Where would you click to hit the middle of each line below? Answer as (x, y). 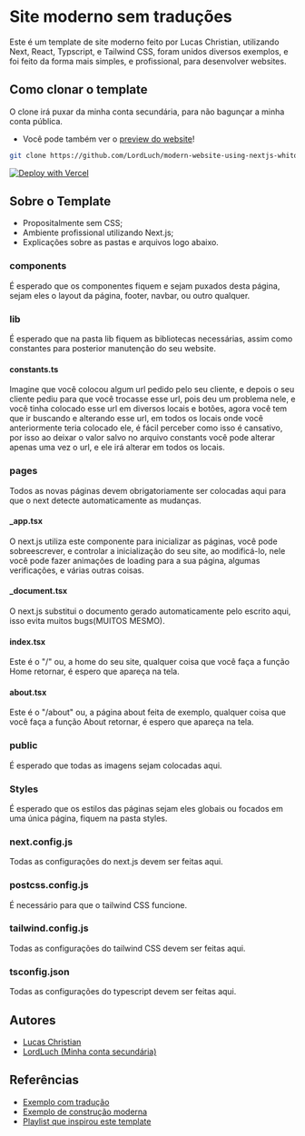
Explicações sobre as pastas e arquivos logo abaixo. (121, 242)
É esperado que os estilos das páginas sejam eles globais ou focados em (146, 808)
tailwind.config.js (49, 928)
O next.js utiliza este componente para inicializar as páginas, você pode (144, 541)
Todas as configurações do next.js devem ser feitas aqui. (117, 862)
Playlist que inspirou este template (87, 1121)
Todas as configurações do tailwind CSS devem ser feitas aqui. (128, 948)
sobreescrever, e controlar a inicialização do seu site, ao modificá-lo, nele (148, 550)
